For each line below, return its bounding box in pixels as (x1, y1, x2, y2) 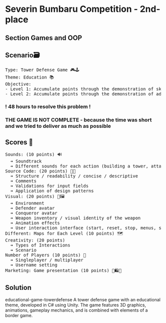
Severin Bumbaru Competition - (5, 3, 138, 15)
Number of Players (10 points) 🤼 (5, 252, 86, 258)
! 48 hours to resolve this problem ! (5, 103, 91, 110)
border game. (5, 312, 33, 318)
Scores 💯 (5, 138, 34, 146)
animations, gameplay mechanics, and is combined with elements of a (5, 307, 148, 313)
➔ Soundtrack (10, 159, 42, 164)
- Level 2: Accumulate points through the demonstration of (5, 91, 154, 97)
